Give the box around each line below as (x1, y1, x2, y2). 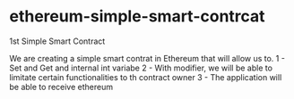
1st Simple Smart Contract (9, 36, 106, 46)
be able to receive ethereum (9, 81, 114, 92)
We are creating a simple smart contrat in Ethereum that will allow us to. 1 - (9, 53, 285, 63)
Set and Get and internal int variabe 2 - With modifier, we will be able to (9, 62, 273, 73)
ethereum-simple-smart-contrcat (9, 6, 266, 27)
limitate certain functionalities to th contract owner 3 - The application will (9, 71, 282, 82)
